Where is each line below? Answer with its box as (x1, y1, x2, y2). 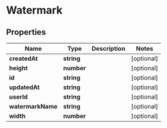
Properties (6, 27, 46, 37)
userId (9, 93, 28, 101)
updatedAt (9, 83, 40, 91)
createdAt (9, 54, 38, 63)
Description (91, 45, 126, 52)
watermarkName (9, 103, 58, 110)
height (9, 64, 28, 72)
